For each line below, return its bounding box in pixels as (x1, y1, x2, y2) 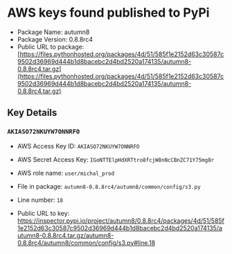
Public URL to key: (17, 209, 70, 217)
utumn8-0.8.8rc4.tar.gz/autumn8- (17, 231, 114, 239)
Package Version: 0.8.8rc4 (17, 35, 93, 43)
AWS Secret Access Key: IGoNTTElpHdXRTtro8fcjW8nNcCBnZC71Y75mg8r (17, 155, 215, 164)
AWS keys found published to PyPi (7, 5, 210, 21)
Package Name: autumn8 (17, 28, 90, 36)
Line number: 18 (17, 196, 64, 204)
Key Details (7, 107, 57, 119)
